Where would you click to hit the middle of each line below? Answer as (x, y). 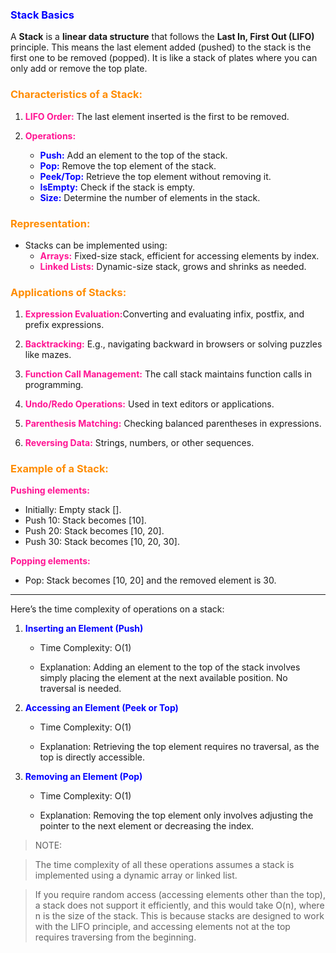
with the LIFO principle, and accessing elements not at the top (162, 927)
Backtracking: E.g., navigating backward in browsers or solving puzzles (173, 344)
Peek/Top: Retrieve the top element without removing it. (155, 176)
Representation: (50, 223)
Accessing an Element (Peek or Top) (101, 708)
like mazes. (48, 355)
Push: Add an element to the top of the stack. (133, 155)
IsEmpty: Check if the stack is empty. (117, 187)
